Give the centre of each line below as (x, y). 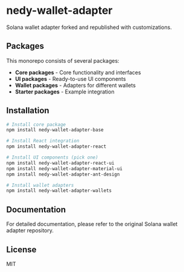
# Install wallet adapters (40, 185)
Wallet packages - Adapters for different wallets (75, 85)
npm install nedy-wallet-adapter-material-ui (64, 169)
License (21, 249)
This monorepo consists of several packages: (63, 60)
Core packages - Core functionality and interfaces (78, 72)
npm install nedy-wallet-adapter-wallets (59, 191)
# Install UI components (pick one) (52, 157)
